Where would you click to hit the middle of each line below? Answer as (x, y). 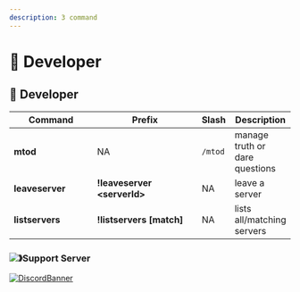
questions (255, 168)
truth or (250, 146)
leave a (250, 182)
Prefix (145, 120)
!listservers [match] (140, 220)
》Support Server (54, 258)
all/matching (260, 220)
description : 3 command (54, 17)
